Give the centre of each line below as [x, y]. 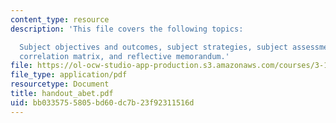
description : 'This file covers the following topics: [127, 29]
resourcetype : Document [60, 84]
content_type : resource [60, 19]
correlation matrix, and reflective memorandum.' [124, 56]
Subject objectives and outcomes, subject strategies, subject [153, 47]
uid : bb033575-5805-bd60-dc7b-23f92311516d [102, 102]
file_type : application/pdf [69, 75]
